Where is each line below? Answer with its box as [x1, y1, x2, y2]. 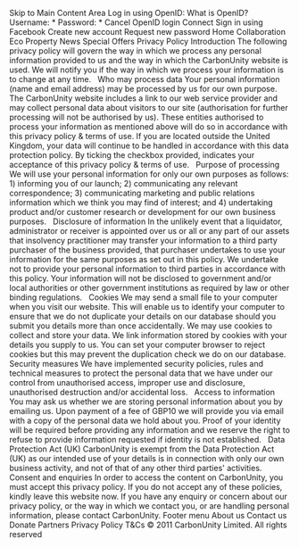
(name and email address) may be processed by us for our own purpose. [9, 84, 278, 94]
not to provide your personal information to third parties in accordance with [9, 263, 286, 274]
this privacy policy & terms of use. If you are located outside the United [9, 131, 270, 141]
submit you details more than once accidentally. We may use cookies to [9, 320, 273, 331]
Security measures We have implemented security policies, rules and [9, 359, 263, 369]
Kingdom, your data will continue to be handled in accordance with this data [9, 140, 289, 151]
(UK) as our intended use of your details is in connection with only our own [9, 453, 285, 463]
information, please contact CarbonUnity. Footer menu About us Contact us [9, 510, 287, 520]
